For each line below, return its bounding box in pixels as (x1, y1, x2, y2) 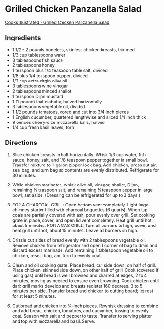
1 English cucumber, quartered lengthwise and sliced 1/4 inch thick (12, 114, 146, 120)
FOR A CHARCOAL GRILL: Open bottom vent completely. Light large (12, 202, 149, 207)
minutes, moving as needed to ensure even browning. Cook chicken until (12, 277, 159, 284)
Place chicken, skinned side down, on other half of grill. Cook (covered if (12, 267, 159, 273)
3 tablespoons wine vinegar (12, 83, 68, 89)
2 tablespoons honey (12, 62, 55, 68)
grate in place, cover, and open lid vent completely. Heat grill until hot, (12, 217, 153, 223)
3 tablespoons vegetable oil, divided (12, 103, 85, 109)
